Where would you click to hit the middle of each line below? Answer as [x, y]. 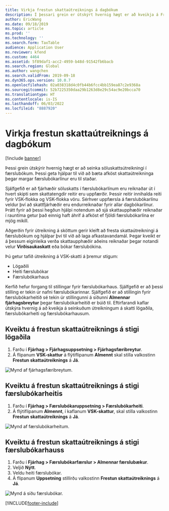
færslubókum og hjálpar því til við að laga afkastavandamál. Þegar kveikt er [83, 236]
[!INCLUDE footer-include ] [32, 503]
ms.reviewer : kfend [26, 52]
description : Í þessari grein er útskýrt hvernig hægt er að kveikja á [82, 15]
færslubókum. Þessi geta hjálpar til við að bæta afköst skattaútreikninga [79, 173]
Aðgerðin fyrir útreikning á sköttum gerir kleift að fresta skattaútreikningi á [82, 230]
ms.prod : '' [18, 33]
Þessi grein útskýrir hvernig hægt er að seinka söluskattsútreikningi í [76, 168]
